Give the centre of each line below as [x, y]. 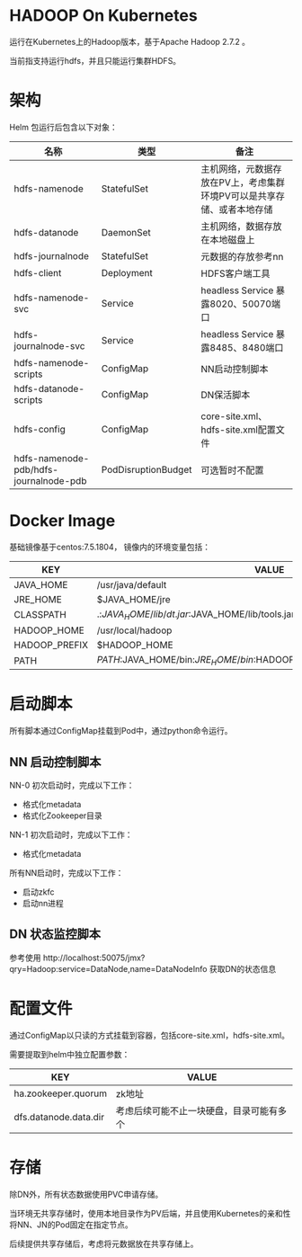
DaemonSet [126, 232]
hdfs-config [40, 429]
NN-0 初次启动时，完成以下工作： [72, 785]
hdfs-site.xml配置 [239, 430]
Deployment [127, 272]
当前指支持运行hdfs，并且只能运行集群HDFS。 [95, 60]
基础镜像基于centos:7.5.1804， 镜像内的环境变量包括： [110, 547]
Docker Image [62, 521]
